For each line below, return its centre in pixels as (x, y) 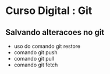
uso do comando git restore (47, 46)
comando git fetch (36, 65)
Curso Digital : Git (49, 11)
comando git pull (34, 59)
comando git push (36, 52)
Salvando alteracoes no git (55, 32)
